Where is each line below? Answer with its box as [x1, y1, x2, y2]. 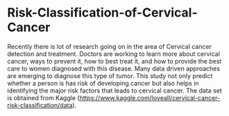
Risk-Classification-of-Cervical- [7, 5, 198, 21]
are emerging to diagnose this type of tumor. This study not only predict [7, 71, 213, 80]
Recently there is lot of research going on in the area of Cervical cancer [7, 42, 212, 50]
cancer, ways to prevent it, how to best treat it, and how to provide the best [7, 57, 222, 65]
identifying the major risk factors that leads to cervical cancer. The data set [7, 86, 222, 95]
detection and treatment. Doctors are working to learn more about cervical [7, 50, 220, 58]
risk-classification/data [7, 101, 73, 109]
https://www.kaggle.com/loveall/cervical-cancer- [79, 93, 221, 101]
